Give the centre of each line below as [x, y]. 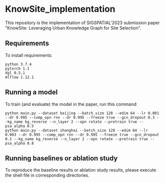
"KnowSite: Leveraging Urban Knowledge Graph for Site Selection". [73, 28]
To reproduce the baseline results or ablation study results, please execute [81, 170]
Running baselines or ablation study [61, 158]
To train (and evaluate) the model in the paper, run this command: [71, 104]
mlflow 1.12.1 [20, 77]
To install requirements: [29, 55]
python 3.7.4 [18, 64]
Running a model [31, 92]
